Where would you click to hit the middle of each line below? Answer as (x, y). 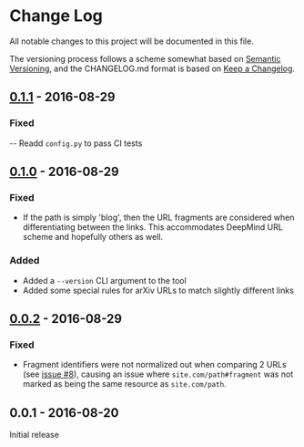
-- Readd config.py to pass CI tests (76, 143)
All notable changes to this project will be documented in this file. (132, 41)
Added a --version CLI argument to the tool (104, 280)
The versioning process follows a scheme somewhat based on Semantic (145, 58)
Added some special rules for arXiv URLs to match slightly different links (158, 290)
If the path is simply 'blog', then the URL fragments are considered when (158, 218)
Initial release (34, 435)
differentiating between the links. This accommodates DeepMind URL (153, 227)
